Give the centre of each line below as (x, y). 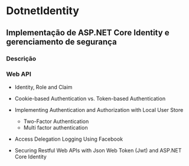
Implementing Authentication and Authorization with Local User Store (99, 109)
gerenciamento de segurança (61, 41)
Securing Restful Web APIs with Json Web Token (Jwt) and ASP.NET (98, 150)
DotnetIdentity (43, 11)
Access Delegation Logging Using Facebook (69, 139)
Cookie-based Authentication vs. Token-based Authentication (90, 98)
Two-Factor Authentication (56, 121)
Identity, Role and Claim (43, 87)
